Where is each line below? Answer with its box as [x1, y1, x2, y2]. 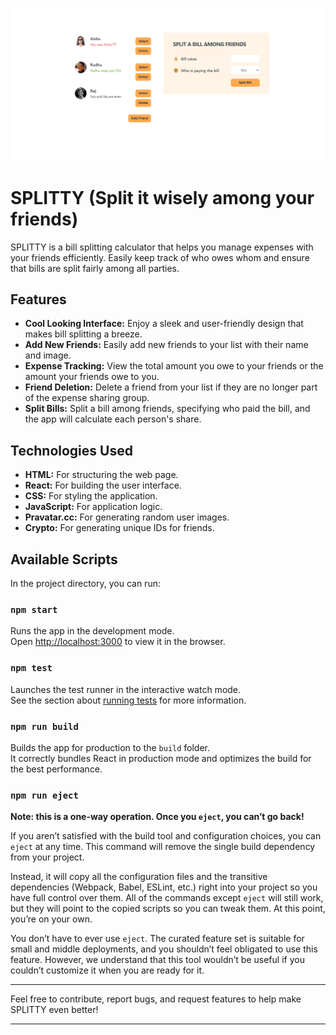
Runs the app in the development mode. [10, 625, 175, 637]
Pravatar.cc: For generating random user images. [24, 511, 230, 523]
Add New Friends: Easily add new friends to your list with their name [24, 339, 309, 351]
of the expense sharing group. [24, 392, 150, 404]
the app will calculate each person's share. [24, 413, 202, 425]
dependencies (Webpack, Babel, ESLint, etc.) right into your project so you [10, 881, 318, 893]
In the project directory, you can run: [10, 577, 161, 589]
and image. [24, 349, 72, 362]
